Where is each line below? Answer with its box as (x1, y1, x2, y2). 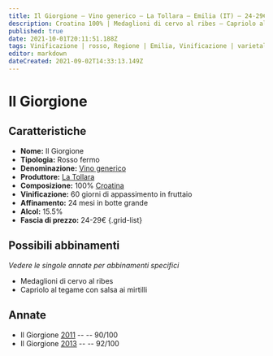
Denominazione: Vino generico (19, 163, 127, 173)
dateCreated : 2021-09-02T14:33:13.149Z (8, 58, 144, 66)
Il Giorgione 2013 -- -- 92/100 (19, 338, 119, 348)
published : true (8, 27, 63, 35)
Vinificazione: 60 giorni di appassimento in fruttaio (19, 189, 193, 199)
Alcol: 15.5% (19, 206, 63, 216)
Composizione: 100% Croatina (19, 180, 124, 190)
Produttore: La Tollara (19, 171, 95, 181)
